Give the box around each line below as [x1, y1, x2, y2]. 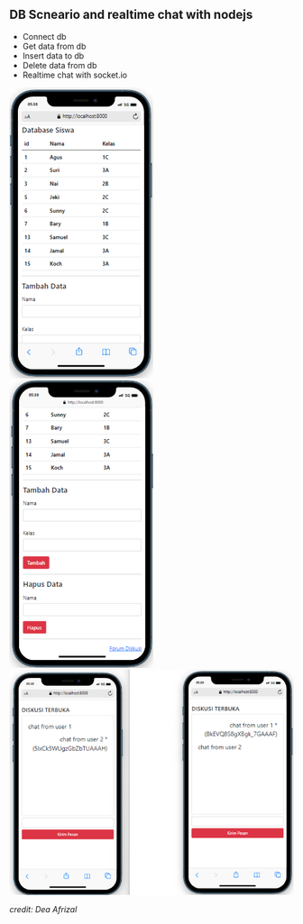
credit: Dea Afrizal [9, 903, 78, 914]
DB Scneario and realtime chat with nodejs [9, 7, 253, 23]
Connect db [22, 31, 67, 41]
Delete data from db [22, 59, 97, 70]
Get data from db [22, 41, 87, 51]
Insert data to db [22, 50, 85, 61]
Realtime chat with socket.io [22, 69, 128, 80]
